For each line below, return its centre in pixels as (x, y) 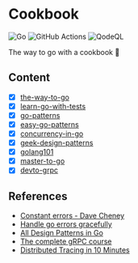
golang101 (37, 152)
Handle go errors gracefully (66, 224)
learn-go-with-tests (53, 106)
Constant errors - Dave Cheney (72, 216)
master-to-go (42, 161)
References (38, 196)
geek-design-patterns (56, 143)
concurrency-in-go (52, 134)
